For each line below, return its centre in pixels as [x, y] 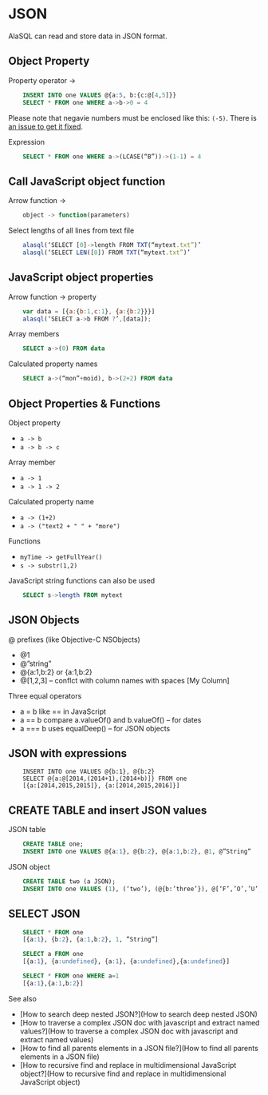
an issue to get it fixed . [46, 126]
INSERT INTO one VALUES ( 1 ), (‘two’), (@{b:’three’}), [116, 889]
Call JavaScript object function [87, 181]
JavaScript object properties [81, 278]
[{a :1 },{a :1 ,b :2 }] [53, 983]
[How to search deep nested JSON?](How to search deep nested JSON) [138, 1014]
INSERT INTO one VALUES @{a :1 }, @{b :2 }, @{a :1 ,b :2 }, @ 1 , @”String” [137, 852]
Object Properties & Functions [85, 403]
